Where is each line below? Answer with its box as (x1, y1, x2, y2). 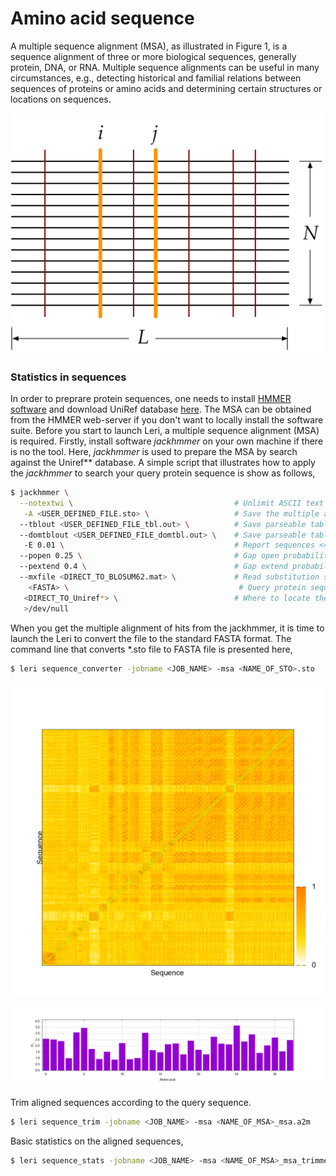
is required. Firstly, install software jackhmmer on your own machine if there (10, 435, 324, 447)
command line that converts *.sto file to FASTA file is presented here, (10, 643, 293, 655)
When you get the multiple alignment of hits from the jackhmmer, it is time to (10, 622, 325, 634)
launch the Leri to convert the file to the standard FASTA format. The (10, 632, 292, 644)
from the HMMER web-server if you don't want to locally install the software (10, 414, 324, 426)
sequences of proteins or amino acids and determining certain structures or (10, 82, 323, 94)
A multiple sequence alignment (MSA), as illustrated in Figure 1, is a (10, 40, 288, 52)
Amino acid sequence (10, 7, 195, 30)
